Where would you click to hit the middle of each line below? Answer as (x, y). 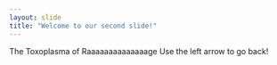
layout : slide (36, 17)
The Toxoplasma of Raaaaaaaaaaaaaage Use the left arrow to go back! (139, 51)
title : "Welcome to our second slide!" (83, 26)
